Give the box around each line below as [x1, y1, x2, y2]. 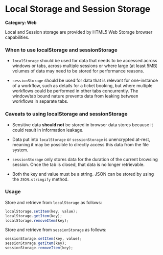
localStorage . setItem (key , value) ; [5, 209, 78, 214]
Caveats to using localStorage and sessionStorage [5, 111, 128, 117]
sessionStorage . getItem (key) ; [5, 241, 67, 246]
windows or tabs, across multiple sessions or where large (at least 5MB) [12, 63, 158, 69]
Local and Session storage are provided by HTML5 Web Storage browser [5, 29, 153, 35]
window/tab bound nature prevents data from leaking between [12, 93, 139, 99]
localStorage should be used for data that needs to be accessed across [12, 58, 158, 64]
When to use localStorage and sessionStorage [5, 46, 117, 53]
